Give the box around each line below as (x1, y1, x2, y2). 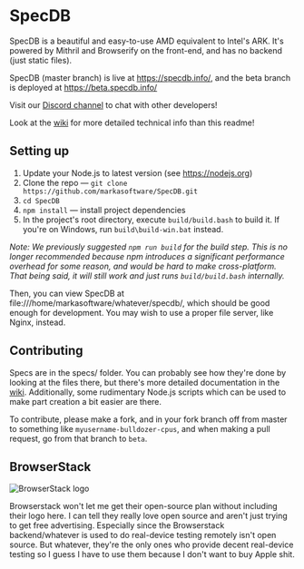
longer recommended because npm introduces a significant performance (9, 250, 286, 261)
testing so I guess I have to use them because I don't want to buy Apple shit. (9, 549, 295, 560)
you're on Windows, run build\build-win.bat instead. (22, 223, 224, 234)
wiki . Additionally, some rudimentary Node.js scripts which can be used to (9, 387, 287, 397)
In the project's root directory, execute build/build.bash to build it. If (22, 214, 279, 225)
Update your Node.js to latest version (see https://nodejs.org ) (22, 167, 253, 178)
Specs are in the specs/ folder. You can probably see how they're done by (9, 367, 287, 378)
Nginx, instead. (9, 317, 66, 328)
